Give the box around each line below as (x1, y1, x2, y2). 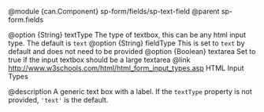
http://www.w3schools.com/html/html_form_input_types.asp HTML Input (8, 63, 244, 73)
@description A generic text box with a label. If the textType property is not (8, 87, 252, 96)
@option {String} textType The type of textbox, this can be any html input (8, 31, 247, 39)
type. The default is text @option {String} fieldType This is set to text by (8, 38, 245, 48)
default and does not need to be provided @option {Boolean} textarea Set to (8, 47, 256, 56)
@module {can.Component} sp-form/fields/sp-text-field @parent (8, 7, 220, 16)
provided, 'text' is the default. (8, 96, 109, 104)
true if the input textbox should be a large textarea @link (8, 55, 191, 64)
